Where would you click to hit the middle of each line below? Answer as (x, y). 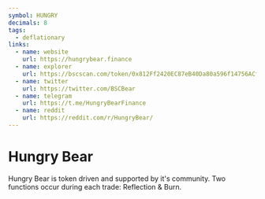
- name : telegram (44, 96)
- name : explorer (44, 67)
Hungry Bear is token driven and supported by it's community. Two (117, 179)
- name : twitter (42, 81)
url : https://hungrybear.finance (77, 60)
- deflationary (40, 37)
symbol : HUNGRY (33, 15)
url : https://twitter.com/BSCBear (79, 88)
